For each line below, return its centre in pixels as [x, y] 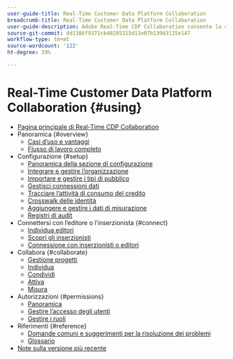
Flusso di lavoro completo [64, 149]
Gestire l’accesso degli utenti [69, 311]
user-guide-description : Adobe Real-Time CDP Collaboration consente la [114, 26]
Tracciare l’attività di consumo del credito [86, 193]
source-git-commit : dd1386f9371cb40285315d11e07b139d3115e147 [99, 33]
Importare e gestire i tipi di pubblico [78, 178]
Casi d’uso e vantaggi [59, 141]
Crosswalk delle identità [62, 200]
